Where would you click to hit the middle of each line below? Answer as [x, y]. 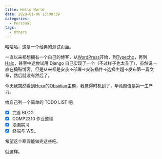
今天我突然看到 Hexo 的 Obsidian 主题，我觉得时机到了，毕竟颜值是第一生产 [79, 86]
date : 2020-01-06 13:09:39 [32, 14]
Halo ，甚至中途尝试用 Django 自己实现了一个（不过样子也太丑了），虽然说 [79, 63]
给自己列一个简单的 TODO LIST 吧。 [41, 102]
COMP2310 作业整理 [33, 119]
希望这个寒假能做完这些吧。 [33, 141]
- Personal [20, 23]
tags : [10, 28]
